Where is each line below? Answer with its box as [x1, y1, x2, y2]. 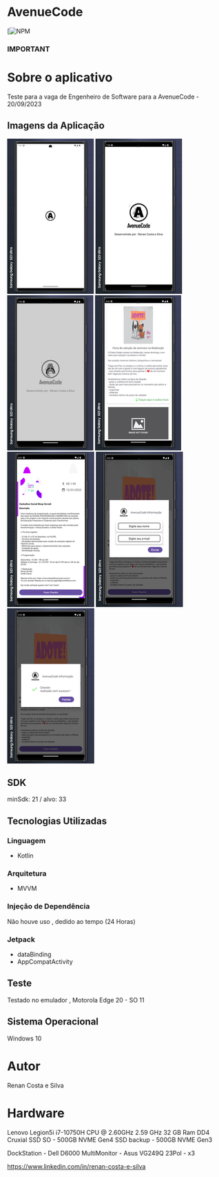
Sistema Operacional [7, 1016, 98, 1028]
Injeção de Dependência [7, 902, 90, 911]
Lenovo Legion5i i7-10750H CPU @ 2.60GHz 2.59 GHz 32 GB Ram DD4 [7, 1128, 210, 1136]
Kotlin [17, 851, 34, 860]
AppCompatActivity [17, 958, 74, 966]
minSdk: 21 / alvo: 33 [7, 795, 67, 804]
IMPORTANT [7, 44, 50, 54]
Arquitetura [7, 869, 47, 878]
